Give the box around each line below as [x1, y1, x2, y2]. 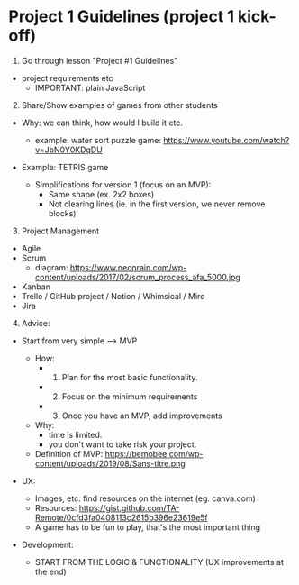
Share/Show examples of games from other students [21, 99, 218, 110]
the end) [34, 566, 67, 577]
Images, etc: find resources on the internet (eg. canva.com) [34, 493, 256, 504]
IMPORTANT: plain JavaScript [34, 82, 146, 93]
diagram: [34, 261, 68, 272]
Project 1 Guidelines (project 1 [8, 6, 235, 27]
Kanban [21, 281, 51, 292]
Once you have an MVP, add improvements [61, 410, 222, 421]
